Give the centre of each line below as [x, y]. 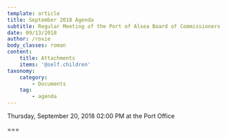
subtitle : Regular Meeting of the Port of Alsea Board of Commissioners [114, 26]
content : [20, 52]
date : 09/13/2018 [32, 33]
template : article [33, 13]
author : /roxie [29, 39]
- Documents [49, 84]
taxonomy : [21, 71]
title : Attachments [48, 58]
